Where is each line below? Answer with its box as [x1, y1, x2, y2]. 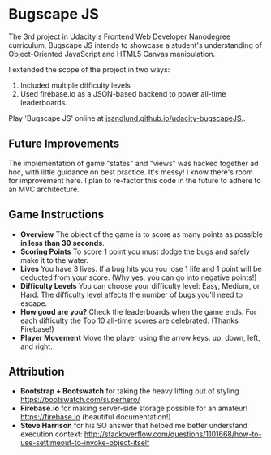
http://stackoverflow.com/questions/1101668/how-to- [84, 429, 262, 439]
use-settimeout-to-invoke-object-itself [19, 438, 150, 448]
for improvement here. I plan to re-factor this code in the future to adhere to [8, 175, 261, 185]
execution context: [19, 429, 83, 439]
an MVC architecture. [8, 184, 80, 194]
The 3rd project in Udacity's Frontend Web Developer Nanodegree [8, 32, 231, 41]
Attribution [8, 364, 65, 378]
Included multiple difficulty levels [19, 80, 131, 90]
